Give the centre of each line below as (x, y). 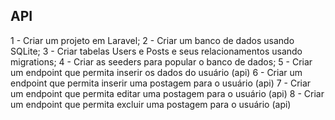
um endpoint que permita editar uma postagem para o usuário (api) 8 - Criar (167, 93)
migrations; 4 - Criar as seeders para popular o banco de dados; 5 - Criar (161, 61)
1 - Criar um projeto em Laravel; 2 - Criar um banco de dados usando (152, 40)
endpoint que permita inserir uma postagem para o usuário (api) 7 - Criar (161, 83)
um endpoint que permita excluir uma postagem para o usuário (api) (151, 104)
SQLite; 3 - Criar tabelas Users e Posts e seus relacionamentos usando (156, 51)
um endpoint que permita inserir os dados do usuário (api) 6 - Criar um (156, 72)
